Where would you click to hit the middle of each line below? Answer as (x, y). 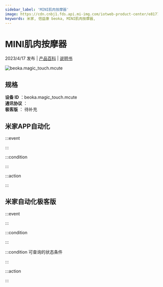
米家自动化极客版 (31, 202)
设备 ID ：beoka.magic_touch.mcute (41, 97)
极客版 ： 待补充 (21, 109)
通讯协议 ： (16, 103)
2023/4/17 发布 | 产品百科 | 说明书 (39, 58)
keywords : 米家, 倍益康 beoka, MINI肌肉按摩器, (50, 18)
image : (12, 14)
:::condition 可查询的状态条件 (34, 252)
